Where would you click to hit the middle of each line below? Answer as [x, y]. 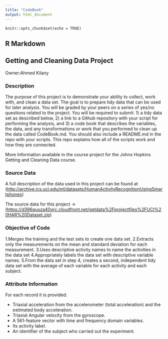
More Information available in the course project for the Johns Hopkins [78, 154]
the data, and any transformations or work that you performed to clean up [81, 129]
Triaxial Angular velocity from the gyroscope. [59, 315]
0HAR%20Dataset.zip [28, 215]
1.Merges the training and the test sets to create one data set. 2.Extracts [79, 239]
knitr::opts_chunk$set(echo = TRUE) [43, 28]
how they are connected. [31, 145]
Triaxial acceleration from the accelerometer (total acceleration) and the [86, 304]
